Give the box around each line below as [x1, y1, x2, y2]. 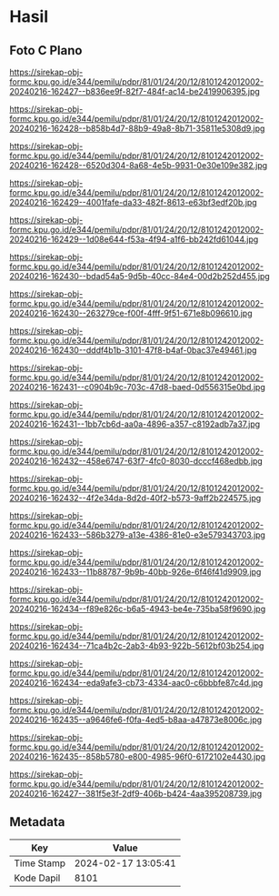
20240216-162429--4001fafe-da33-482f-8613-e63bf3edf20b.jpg [9, 197, 257, 207]
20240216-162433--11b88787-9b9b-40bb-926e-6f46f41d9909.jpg [9, 567, 262, 577]
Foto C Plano [9, 43, 83, 58]
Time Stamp [14, 857, 66, 870]
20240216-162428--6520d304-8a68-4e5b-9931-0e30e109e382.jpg [9, 160, 268, 170]
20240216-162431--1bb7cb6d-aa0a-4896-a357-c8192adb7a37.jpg [9, 418, 261, 429]
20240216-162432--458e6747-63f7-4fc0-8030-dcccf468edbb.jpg [9, 456, 264, 466]
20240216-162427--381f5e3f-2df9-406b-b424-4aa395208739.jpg [9, 789, 262, 799]
